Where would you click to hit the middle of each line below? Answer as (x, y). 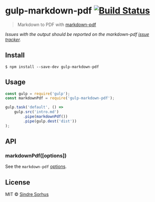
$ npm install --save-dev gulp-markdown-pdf (52, 67)
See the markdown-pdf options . (36, 166)
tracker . (13, 39)
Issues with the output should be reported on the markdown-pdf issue (77, 34)
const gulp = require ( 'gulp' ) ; (38, 93)
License (18, 182)
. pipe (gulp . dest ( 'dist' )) (50, 121)
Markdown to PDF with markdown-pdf (57, 24)
